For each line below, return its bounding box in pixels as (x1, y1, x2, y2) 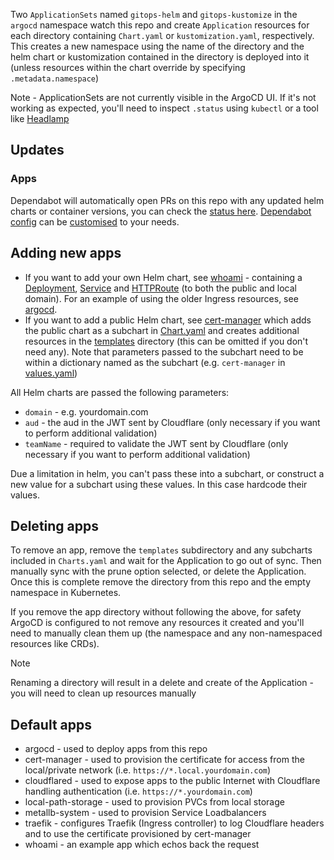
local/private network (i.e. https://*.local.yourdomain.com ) (24, 764, 272, 776)
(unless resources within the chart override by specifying (10, 62, 246, 73)
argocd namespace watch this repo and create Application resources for (10, 19, 310, 31)
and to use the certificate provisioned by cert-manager (24, 828, 252, 840)
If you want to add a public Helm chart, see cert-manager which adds (24, 314, 312, 326)
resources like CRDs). (10, 638, 100, 650)
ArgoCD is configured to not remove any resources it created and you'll (10, 617, 305, 629)
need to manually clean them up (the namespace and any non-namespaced (10, 627, 323, 639)
